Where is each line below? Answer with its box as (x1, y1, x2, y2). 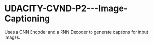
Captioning (4, 13, 50, 24)
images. (4, 34, 20, 40)
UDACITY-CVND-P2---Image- (4, 3, 128, 14)
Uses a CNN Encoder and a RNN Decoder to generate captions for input (4, 29, 149, 35)
